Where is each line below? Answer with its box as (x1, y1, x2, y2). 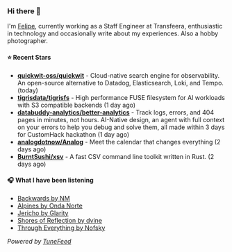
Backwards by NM (17, 194, 71, 202)
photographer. (7, 37, 49, 45)
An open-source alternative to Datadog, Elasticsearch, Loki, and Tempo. (17, 78, 224, 87)
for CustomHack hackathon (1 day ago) (17, 130, 130, 138)
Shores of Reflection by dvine (17, 216, 103, 224)
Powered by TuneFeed (7, 237, 72, 245)
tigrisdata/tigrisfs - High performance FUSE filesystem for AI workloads (17, 93, 226, 101)
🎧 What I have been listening (7, 176, 94, 185)
